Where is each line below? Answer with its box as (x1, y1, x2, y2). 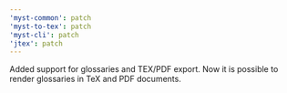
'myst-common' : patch (9, 13, 92, 23)
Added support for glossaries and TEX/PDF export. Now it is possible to (9, 64, 279, 75)
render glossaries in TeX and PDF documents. (9, 74, 182, 85)
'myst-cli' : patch (9, 30, 79, 39)
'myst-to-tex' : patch (9, 22, 92, 31)
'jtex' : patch (9, 38, 64, 48)
